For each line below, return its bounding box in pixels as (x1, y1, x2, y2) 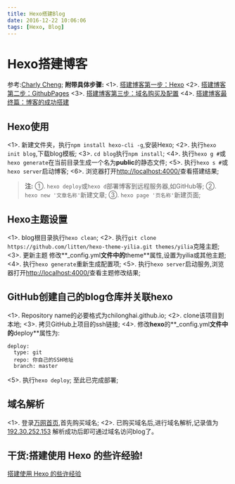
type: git (13, 349, 42, 356)
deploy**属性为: (13, 329, 60, 337)
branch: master (13, 362, 58, 369)
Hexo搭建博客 (7, 56, 88, 72)
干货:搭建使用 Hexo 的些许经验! (7, 450, 143, 461)
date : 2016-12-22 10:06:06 (7, 17, 87, 24)
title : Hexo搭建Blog (7, 10, 65, 18)
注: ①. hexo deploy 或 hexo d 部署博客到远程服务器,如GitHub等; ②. (24, 182, 217, 191)
